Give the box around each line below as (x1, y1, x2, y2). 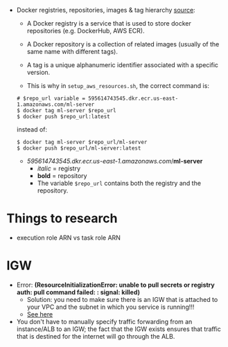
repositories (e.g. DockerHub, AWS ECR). (26, 27, 145, 35)
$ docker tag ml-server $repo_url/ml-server (16, 139, 148, 145)
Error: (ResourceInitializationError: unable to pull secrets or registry (16, 281, 216, 289)
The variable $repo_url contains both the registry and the (37, 179, 202, 187)
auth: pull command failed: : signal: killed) (16, 287, 140, 296)
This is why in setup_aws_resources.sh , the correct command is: (26, 82, 209, 89)
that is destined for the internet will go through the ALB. (16, 332, 175, 340)
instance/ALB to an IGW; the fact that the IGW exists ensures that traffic (16, 325, 221, 333)
